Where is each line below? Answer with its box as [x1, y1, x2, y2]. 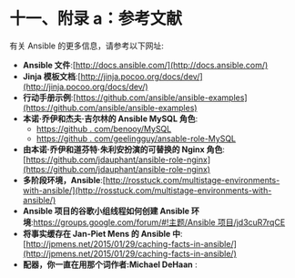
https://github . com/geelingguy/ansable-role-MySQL [36, 133, 237, 144]
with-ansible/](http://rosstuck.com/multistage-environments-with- [22, 184, 272, 196]
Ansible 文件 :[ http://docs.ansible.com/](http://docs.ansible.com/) [22, 59, 269, 70]
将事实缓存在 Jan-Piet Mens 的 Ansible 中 [22, 228, 180, 239]
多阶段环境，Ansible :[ [22, 174, 107, 185]
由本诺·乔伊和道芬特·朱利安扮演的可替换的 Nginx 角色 [22, 143, 223, 155]
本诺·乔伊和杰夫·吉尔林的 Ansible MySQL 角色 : [22, 113, 198, 124]
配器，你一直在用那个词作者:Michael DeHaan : [22, 259, 198, 270]
